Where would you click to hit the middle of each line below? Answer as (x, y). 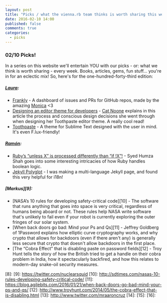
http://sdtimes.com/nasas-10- (130, 274)
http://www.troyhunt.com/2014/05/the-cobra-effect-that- (98, 290)
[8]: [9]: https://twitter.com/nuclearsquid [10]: (52, 274)
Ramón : (13, 143)
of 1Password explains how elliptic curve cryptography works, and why (85, 233)
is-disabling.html (22, 295)
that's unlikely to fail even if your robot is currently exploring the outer (84, 217)
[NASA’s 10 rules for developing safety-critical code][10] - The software (85, 201)
